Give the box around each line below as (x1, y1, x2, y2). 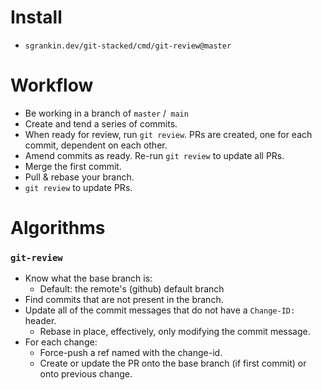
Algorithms (10, 217, 106, 240)
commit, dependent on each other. (24, 139, 168, 151)
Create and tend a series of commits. (24, 117, 178, 130)
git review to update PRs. (24, 181, 133, 193)
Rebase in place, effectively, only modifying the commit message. (39, 326, 311, 338)
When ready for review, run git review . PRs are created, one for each (24, 128, 313, 140)
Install (10, 6, 63, 29)
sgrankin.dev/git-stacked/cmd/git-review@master (24, 41, 232, 51)
